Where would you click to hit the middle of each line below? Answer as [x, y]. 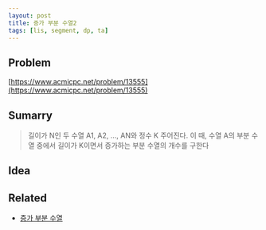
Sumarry [31, 115]
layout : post [30, 16]
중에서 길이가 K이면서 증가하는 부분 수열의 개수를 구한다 [123, 145]
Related [28, 198]
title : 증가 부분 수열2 [43, 23]
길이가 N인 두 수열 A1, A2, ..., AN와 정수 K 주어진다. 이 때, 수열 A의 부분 [139, 135]
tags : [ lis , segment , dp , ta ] [59, 30]
